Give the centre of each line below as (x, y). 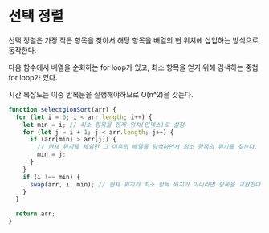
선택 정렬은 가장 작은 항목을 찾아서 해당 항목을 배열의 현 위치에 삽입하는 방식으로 (134, 40)
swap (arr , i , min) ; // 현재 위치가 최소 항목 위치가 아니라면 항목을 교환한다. (147, 184)
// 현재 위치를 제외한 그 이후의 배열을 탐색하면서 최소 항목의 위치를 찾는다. (148, 147)
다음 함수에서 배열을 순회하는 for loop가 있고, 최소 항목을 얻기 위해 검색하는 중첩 (133, 67)
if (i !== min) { (52, 177)
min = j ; (52, 155)
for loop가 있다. (33, 77)
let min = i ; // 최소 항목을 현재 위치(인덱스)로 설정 (104, 125)
